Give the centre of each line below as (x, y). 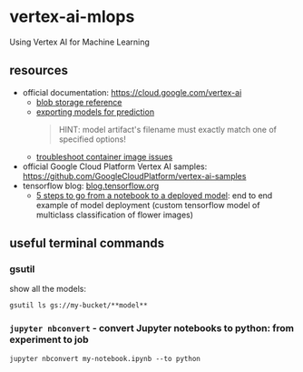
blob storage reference (79, 102)
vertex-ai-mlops (72, 17)
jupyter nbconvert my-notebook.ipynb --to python (105, 358)
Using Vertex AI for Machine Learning (79, 42)
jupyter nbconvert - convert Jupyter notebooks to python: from (152, 328)
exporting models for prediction (95, 112)
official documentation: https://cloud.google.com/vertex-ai (132, 92)
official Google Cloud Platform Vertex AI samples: (115, 166)
